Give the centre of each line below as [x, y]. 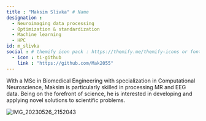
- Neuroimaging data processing [53, 23]
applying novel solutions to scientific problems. [66, 100]
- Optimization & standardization [56, 29]
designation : [25, 18]
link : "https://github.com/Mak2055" [66, 63]
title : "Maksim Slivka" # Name [48, 12]
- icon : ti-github [37, 57]
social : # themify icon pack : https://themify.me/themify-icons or [97, 52]
